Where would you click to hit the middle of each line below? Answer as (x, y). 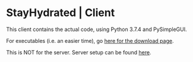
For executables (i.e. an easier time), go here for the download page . (90, 41)
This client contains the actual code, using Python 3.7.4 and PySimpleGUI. (96, 29)
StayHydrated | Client (61, 13)
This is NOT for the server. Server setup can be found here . (79, 52)
